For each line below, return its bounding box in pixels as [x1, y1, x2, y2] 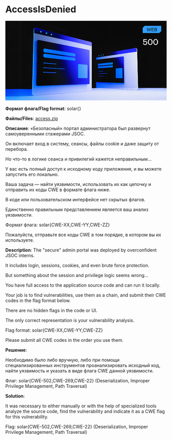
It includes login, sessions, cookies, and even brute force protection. [5, 262, 149, 268]
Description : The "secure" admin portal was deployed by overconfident [5, 247, 157, 253]
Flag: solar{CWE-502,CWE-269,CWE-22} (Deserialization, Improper [5, 423, 148, 430]
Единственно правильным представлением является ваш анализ [5, 206, 148, 213]
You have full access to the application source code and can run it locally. [5, 282, 161, 288]
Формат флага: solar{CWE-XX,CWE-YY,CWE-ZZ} [5, 221, 110, 228]
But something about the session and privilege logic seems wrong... [5, 272, 148, 278]
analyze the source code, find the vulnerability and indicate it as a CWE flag [5, 408, 165, 414]
